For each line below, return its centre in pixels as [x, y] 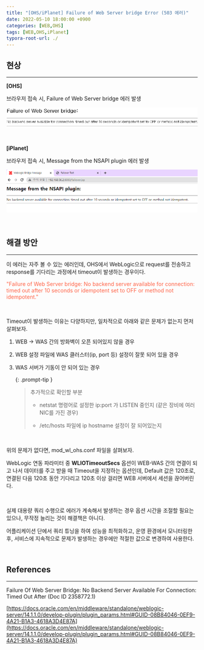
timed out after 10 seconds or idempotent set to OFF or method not [90, 290]
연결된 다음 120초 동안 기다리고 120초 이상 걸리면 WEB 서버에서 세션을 [90, 478]
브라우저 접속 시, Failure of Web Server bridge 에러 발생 [74, 98]
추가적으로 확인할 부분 [56, 392]
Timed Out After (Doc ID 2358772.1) [51, 596]
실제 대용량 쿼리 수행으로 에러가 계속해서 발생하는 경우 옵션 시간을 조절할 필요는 [100, 510]
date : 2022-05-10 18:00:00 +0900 [49, 19]
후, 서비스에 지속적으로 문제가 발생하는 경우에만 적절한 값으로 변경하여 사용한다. [100, 538]
